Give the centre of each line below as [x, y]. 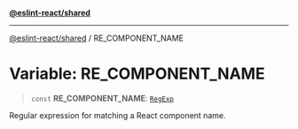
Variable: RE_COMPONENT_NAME [137, 74]
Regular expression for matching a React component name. [118, 115]
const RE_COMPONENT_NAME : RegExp [102, 98]
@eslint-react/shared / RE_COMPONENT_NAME [97, 38]
